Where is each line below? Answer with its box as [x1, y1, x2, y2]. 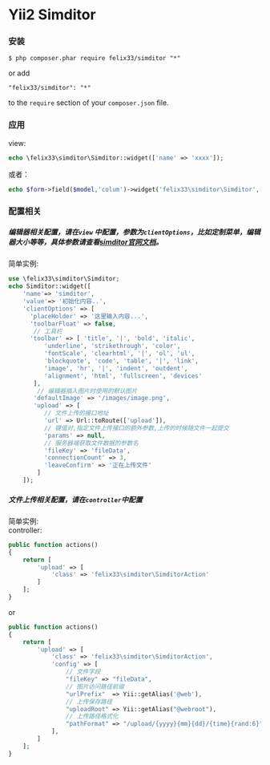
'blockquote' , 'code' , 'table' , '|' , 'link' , [43, 357, 199, 366]
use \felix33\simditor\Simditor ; [8, 275, 120, 283]
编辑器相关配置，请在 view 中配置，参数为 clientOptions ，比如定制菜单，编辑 [8, 227, 261, 237]
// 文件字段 [65, 668, 101, 676]
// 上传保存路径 [65, 698, 113, 706]
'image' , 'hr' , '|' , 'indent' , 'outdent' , [43, 364, 188, 372]
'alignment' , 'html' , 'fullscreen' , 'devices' [43, 371, 203, 380]
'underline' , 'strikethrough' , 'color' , [43, 342, 181, 350]
